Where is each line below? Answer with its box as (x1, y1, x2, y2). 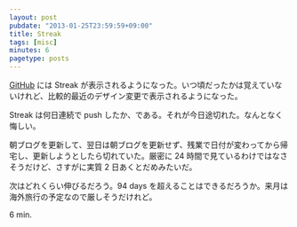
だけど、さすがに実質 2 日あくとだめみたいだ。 (24, 161, 197, 172)
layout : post (9, 12, 58, 22)
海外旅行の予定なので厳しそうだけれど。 (9, 192, 157, 202)
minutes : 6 (9, 46, 50, 55)
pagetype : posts (9, 54, 69, 63)
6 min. (9, 209, 33, 220)
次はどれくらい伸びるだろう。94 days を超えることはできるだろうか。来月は (9, 181, 289, 191)
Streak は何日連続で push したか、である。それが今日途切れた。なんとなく (9, 110, 283, 120)
